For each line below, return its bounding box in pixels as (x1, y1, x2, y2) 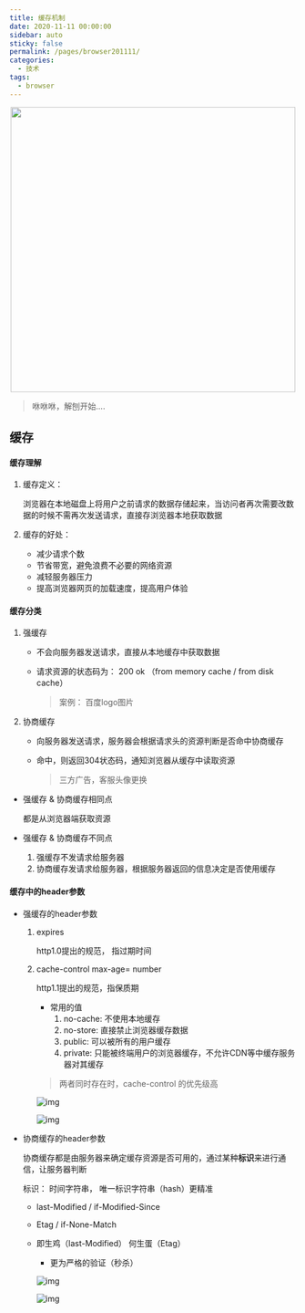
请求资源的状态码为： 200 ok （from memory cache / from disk (36, 666, 275, 677)
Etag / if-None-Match (36, 1219, 117, 1230)
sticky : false (9, 38, 64, 48)
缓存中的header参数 (9, 886, 86, 897)
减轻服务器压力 (36, 571, 93, 582)
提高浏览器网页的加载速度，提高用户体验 (36, 583, 188, 594)
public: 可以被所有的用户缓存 (63, 1036, 171, 1047)
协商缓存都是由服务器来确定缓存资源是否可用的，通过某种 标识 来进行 (22, 1151, 279, 1163)
